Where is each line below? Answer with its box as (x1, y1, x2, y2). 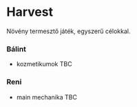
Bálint (6, 44, 27, 54)
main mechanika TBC (16, 93, 77, 101)
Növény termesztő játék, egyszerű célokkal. (6, 27, 131, 35)
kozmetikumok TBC (16, 60, 73, 68)
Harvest (6, 4, 53, 20)
